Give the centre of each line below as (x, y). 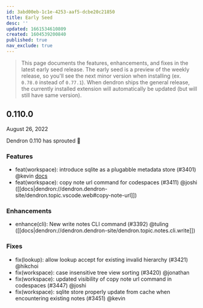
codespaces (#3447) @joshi (51, 285)
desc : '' (17, 23)
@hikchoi (27, 266)
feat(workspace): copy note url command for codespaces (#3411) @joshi (106, 182)
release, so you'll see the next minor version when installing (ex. (101, 76)
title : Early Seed (29, 18)
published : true (27, 40)
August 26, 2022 (27, 129)
